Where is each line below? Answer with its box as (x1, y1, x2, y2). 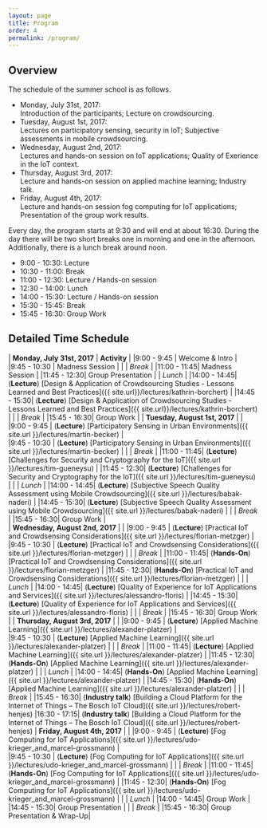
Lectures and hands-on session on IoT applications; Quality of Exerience (19, 151, 259, 160)
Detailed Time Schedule (8, 332, 130, 345)
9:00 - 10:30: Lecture (19, 258, 90, 268)
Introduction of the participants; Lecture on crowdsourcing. (19, 108, 215, 118)
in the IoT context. (19, 160, 80, 169)
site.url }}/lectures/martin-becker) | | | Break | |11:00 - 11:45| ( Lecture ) (8, 446, 238, 455)
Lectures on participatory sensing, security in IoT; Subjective (19, 125, 220, 136)
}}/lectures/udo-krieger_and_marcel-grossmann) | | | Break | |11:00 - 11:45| (8, 759, 253, 770)
